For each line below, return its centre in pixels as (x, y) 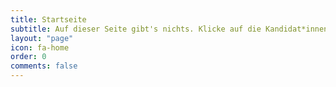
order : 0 (28, 57)
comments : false (44, 66)
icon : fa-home (40, 47)
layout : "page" (42, 38)
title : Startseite (48, 19)
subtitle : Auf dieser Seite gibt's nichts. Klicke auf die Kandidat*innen (169, 29)
